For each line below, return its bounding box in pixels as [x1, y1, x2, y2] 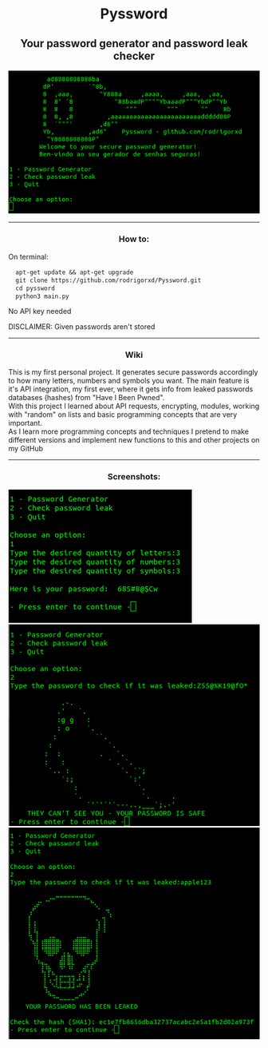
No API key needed [8, 306, 72, 316]
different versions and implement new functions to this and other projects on [8, 435, 260, 444]
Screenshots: [107, 470, 161, 482]
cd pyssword [15, 284, 56, 292]
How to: [118, 233, 150, 244]
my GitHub [8, 443, 44, 453]
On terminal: [8, 252, 49, 261]
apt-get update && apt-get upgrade [15, 268, 134, 276]
